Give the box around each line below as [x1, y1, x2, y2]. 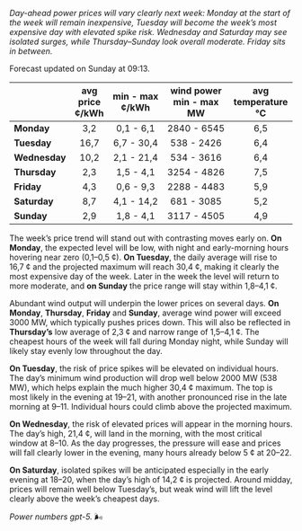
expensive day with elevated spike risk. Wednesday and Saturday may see [9, 27, 288, 37]
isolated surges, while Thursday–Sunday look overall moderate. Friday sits [9, 36, 286, 47]
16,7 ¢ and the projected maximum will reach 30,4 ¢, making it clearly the [9, 261, 280, 272]
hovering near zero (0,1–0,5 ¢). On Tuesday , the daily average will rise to [9, 252, 278, 262]
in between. [9, 46, 53, 57]
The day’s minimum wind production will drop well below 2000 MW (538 [9, 373, 278, 383]
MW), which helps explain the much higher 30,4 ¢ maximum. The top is [9, 382, 273, 393]
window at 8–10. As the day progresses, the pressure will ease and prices [9, 438, 281, 448]
